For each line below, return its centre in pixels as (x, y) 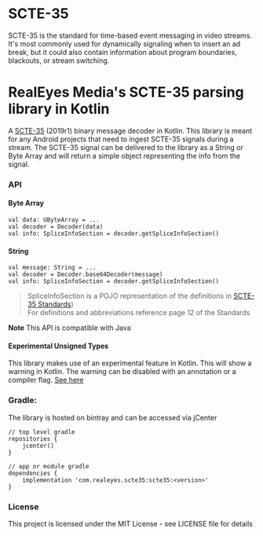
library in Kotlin (59, 109)
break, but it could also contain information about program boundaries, (122, 52)
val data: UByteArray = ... (54, 220)
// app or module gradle (49, 466)
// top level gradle (42, 432)
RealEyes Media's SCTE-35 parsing (126, 92)
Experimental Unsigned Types (58, 346)
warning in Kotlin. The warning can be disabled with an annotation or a (122, 372)
